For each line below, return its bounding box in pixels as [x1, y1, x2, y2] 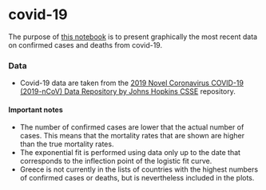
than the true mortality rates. [19, 139, 114, 149]
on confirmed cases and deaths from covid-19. [8, 40, 162, 49]
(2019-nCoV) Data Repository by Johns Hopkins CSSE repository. [19, 87, 236, 96]
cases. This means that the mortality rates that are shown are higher [19, 131, 245, 141]
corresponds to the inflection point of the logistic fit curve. [19, 157, 212, 166]
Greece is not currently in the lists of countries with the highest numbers [19, 165, 258, 174]
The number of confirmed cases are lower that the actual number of [19, 122, 244, 132]
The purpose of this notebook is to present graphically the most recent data [8, 32, 258, 41]
